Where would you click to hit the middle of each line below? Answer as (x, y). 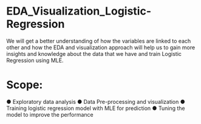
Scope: (25, 85)
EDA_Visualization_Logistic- (79, 11)
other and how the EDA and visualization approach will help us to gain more (101, 47)
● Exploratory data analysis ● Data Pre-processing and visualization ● (96, 102)
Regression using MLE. (35, 60)
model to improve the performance (50, 114)
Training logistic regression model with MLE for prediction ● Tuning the (96, 108)
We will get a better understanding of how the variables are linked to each (99, 41)
